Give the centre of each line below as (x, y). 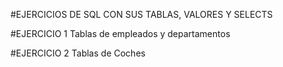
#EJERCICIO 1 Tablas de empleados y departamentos (120, 33)
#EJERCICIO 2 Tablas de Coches (78, 53)
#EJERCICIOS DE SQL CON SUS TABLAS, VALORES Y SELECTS (141, 14)
